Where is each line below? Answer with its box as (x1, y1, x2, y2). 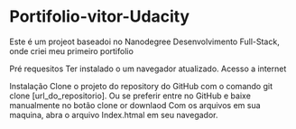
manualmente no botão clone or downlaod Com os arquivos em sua (9, 99, 261, 110)
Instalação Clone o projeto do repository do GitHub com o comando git (9, 80, 273, 91)
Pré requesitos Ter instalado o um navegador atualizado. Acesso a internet (9, 63, 287, 74)
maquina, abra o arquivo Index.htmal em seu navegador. (9, 109, 218, 120)
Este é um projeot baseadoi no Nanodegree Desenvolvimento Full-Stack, (9, 36, 280, 47)
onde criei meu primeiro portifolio (9, 45, 134, 56)
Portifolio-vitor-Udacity (9, 6, 190, 27)
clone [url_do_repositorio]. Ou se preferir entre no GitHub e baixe (9, 90, 251, 101)
